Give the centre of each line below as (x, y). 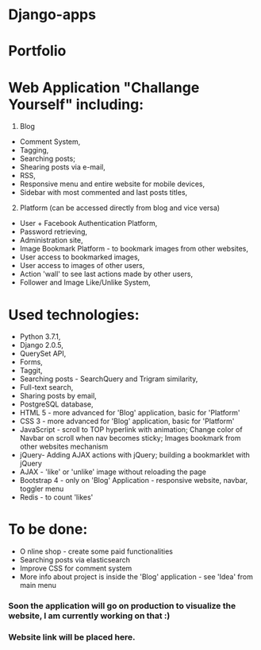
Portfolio (37, 51)
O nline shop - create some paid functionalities (96, 551)
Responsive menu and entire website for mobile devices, (112, 184)
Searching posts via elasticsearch (75, 560)
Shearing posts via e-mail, (62, 167)
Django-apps (52, 15)
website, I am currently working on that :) (89, 616)
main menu (38, 586)
